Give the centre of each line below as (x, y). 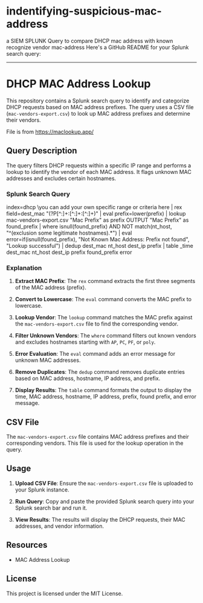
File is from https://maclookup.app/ (50, 132)
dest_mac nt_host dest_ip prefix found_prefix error (69, 252)
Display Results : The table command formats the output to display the (103, 390)
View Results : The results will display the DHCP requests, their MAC (100, 519)
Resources (27, 545)
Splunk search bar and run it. (51, 508)
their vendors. (24, 120)
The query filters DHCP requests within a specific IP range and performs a (99, 165)
